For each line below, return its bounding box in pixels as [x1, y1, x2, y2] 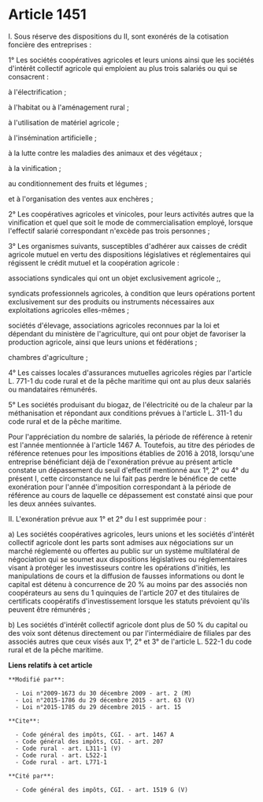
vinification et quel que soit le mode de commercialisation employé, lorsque [8, 217, 254, 227]
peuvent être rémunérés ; [8, 604, 91, 614]
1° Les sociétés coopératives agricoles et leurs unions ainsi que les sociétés [8, 55, 254, 65]
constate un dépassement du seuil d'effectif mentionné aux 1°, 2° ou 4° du [8, 465, 250, 474]
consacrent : [8, 72, 49, 81]
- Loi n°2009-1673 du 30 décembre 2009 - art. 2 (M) [15, 689, 192, 697]
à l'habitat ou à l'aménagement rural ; [8, 102, 130, 112]
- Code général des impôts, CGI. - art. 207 [15, 737, 164, 745]
